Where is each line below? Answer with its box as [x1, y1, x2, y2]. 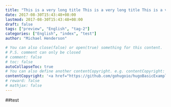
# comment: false [5, 55, 42, 60]
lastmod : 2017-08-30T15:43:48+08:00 [5, 17, 83, 22]
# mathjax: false [5, 83, 42, 88]
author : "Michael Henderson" [5, 36, 67, 41]
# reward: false [5, 78, 40, 84]
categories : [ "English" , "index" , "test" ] [5, 31, 97, 36]
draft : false [5, 21, 33, 27]
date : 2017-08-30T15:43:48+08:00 [5, 12, 76, 17]
